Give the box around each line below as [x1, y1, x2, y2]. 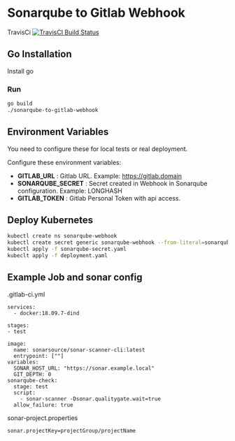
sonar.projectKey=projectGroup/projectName [7, 427, 136, 434]
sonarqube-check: [7, 377, 58, 384]
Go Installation [7, 48, 72, 60]
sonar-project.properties [7, 414, 78, 422]
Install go [7, 66, 34, 75]
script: [13, 389, 36, 396]
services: [7, 303, 36, 310]
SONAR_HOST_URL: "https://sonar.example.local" [13, 365, 155, 372]
